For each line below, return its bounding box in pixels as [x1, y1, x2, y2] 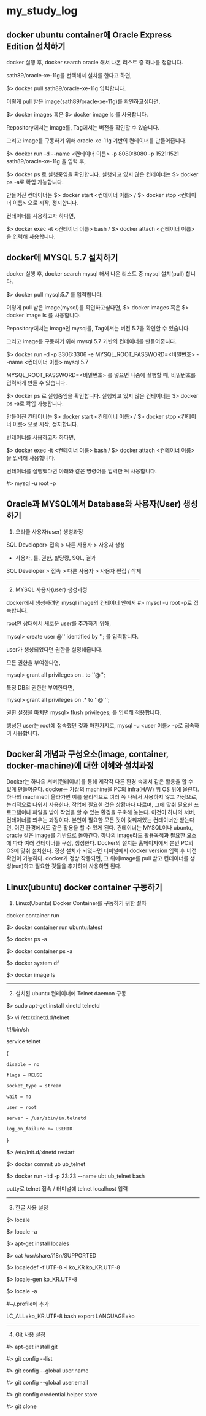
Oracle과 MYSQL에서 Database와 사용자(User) [6, 499, 181, 510]
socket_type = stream [6, 1083, 62, 1089]
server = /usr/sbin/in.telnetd [6, 1115, 86, 1121]
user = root [6, 1105, 37, 1111]
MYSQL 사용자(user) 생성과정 [15, 586, 88, 593]
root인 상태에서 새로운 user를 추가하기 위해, [6, 620, 112, 627]
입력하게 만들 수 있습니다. [6, 379, 67, 386]
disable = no [6, 1062, 40, 1068]
